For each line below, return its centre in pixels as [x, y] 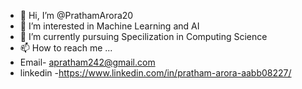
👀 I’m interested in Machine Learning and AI [109, 26]
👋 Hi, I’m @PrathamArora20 [76, 15]
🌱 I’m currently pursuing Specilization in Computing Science [143, 36]
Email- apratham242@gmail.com [87, 62]
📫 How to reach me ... [66, 48]
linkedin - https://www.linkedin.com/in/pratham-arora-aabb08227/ [155, 73]
